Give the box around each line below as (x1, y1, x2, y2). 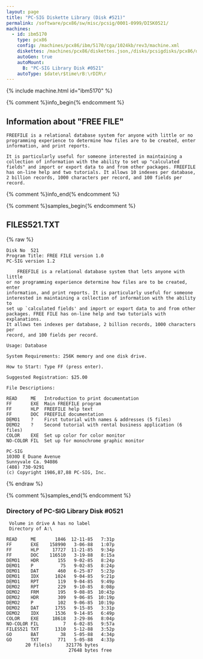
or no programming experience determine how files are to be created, (6, 279, 188, 285)
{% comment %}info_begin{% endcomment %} (6, 99, 125, 106)
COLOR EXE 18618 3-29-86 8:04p (6, 616, 115, 622)
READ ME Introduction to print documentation (6, 395, 139, 402)
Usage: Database (6, 342, 47, 349)
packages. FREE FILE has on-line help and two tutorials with (6, 310, 166, 317)
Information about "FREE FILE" (6, 116, 124, 127)
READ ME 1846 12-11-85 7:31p (6, 536, 115, 542)
